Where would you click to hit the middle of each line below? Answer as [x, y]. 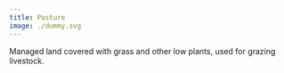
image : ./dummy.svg [45, 26]
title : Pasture [37, 17]
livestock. [27, 61]
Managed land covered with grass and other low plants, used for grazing [142, 51]
